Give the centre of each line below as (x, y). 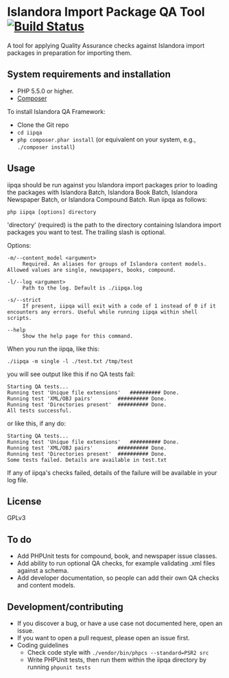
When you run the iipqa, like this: (53, 349)
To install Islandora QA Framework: (57, 111)
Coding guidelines (43, 645)
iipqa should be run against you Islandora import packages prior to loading (112, 185)
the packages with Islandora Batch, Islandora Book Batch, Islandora (102, 192)
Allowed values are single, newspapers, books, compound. (92, 270)
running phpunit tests (59, 667)
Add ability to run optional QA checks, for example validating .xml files (116, 563)
